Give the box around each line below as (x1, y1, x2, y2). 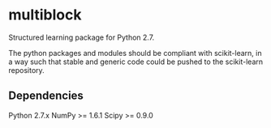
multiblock (8, 6, 82, 24)
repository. (8, 65, 45, 75)
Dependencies (8, 89, 84, 103)
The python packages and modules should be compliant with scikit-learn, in (8, 48, 262, 58)
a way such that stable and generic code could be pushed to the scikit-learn (8, 57, 264, 66)
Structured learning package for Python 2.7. (8, 32, 155, 42)
